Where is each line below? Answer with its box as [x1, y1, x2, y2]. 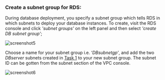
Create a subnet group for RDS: [5, 4, 82, 11]
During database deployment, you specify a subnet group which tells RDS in [5, 15, 161, 21]
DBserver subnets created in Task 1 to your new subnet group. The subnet [5, 55, 157, 61]
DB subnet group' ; [5, 31, 42, 37]
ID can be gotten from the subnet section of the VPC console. [5, 60, 131, 66]
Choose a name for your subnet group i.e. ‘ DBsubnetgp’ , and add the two [5, 50, 155, 55]
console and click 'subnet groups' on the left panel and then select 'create [5, 26, 157, 31]
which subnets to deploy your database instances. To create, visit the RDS [5, 20, 157, 26]
